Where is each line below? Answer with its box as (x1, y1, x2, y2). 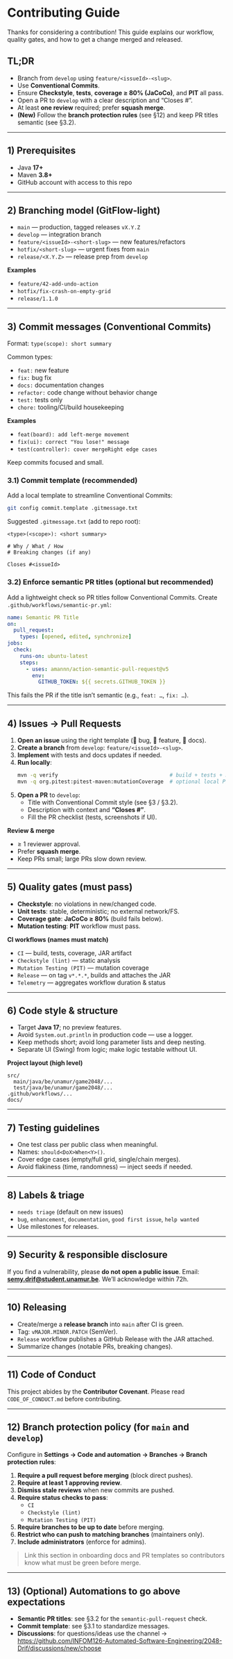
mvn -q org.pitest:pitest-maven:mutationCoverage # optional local (17, 778, 220, 785)
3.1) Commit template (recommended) (7, 476, 138, 486)
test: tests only (17, 396, 63, 404)
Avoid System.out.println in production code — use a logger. (17, 1030, 193, 1039)
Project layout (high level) (7, 1059, 83, 1067)
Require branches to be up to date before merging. (17, 1523, 164, 1531)
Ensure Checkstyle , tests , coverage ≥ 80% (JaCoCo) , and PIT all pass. (17, 88, 224, 97)
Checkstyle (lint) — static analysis (17, 956, 121, 964)
